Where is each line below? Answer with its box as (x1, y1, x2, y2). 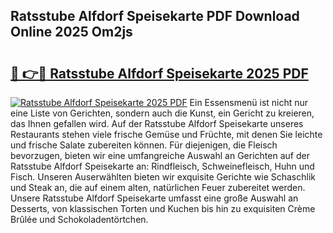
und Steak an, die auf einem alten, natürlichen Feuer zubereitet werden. (10, 182, 306, 193)
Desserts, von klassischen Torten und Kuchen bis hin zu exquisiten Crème (10, 203, 316, 214)
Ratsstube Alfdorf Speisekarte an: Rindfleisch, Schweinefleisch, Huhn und (10, 160, 315, 172)
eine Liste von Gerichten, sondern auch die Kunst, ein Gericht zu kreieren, (10, 107, 315, 119)
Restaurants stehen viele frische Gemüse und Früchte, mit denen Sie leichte (10, 129, 323, 140)
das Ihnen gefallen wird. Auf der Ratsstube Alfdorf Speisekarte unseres (10, 118, 304, 129)
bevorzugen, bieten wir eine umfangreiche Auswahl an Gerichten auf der (10, 150, 310, 161)
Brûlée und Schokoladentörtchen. (10, 214, 149, 225)
